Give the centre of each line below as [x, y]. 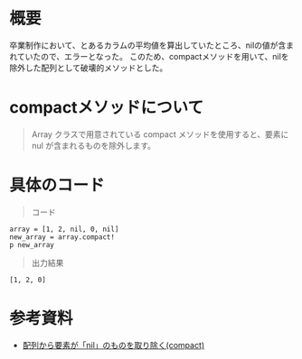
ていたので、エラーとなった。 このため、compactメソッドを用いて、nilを [153, 56]
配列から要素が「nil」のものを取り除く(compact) [113, 345]
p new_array [32, 244]
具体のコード [57, 185]
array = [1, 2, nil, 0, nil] [64, 229]
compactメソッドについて [107, 108]
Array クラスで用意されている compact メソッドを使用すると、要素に [160, 134]
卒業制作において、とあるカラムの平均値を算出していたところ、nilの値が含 [148, 45]
